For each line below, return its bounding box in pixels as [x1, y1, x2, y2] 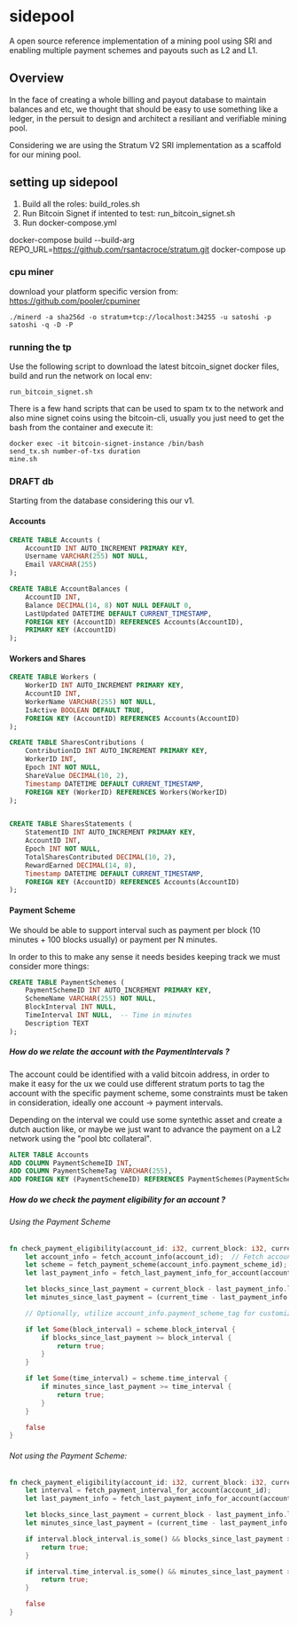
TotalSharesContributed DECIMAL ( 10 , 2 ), [25, 852, 176, 861]
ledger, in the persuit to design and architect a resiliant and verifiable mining [9, 113, 286, 123]
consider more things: [9, 961, 90, 971]
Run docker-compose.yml [21, 217, 117, 228]
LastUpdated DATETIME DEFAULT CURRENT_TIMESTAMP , [25, 609, 213, 618]
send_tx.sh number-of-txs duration [9, 447, 141, 456]
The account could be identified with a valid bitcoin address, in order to [9, 1069, 271, 1079]
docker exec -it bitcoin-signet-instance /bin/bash [9, 439, 204, 449]
